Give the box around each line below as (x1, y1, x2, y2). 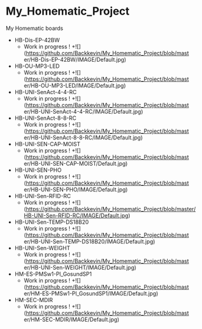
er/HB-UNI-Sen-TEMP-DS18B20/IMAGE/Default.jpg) (23, 237, 155, 245)
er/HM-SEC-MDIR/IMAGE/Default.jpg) (23, 316, 120, 323)
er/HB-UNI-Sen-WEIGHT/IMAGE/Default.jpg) (23, 264, 137, 271)
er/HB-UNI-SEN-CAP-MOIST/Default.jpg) (23, 160, 128, 167)
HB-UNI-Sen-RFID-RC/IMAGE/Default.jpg (23, 212, 129, 219)
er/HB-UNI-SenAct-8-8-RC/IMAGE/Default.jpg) (23, 133, 143, 141)
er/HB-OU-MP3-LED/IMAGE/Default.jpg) (23, 81, 126, 89)
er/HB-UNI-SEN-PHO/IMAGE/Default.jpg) (23, 185, 128, 193)
